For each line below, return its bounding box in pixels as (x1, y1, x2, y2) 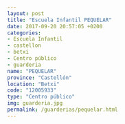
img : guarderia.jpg (7, 100, 63, 107)
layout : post (7, 10, 45, 17)
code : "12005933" (7, 87, 57, 94)
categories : (7, 29, 41, 37)
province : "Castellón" (7, 74, 72, 81)
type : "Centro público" (7, 94, 76, 101)
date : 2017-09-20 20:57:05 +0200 (7, 23, 103, 30)
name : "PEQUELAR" (7, 68, 57, 74)
